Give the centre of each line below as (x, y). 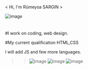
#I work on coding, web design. (37, 33)
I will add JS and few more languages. (43, 52)
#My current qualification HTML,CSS (42, 42)
